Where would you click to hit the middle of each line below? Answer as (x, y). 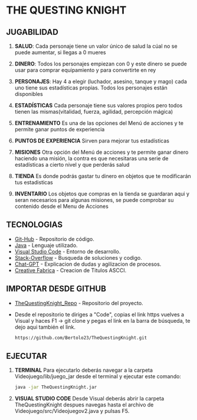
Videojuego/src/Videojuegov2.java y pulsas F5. (72, 411)
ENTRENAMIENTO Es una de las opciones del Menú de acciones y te (99, 123)
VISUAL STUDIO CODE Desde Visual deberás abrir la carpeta (89, 399)
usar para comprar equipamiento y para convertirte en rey (85, 70)
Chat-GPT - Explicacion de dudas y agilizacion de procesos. (88, 264)
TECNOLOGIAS (35, 225)
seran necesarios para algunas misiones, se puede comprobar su (94, 200)
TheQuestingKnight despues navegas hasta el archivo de (84, 405)
